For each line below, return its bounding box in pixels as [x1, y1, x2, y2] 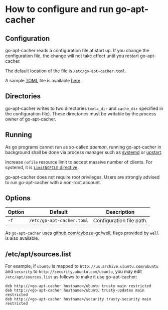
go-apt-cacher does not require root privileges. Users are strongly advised [5, 174, 160, 180]
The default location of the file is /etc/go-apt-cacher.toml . [5, 68, 126, 74]
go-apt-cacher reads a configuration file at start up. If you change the [5, 48, 149, 53]
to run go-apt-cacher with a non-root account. [5, 179, 101, 185]
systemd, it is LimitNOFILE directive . [5, 164, 79, 170]
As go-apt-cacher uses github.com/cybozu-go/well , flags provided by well [5, 230, 159, 236]
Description [106, 209, 135, 216]
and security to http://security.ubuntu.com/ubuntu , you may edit [5, 268, 142, 274]
